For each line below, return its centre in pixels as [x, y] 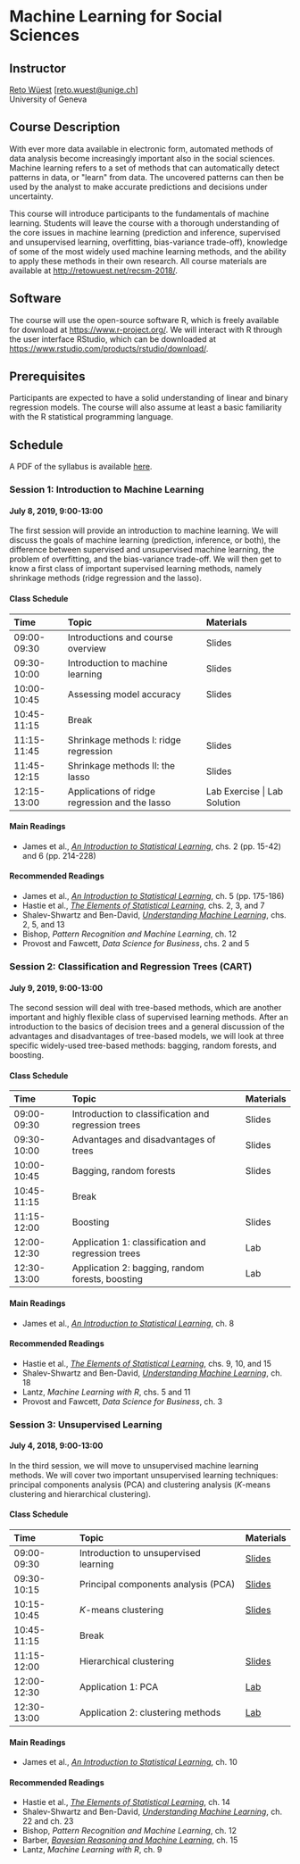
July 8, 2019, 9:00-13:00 [56, 511]
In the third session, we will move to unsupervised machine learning [134, 1465]
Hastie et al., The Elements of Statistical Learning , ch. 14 [126, 1802]
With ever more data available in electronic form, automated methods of [142, 148]
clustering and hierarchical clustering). [80, 1494]
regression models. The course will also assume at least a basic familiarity [146, 407]
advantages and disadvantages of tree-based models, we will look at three [146, 1036]
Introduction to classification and [141, 1114]
